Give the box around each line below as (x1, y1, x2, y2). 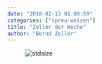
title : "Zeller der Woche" (7, 23, 87, 30)
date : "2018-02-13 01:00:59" (7, 10, 93, 18)
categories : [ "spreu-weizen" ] (7, 17, 96, 24)
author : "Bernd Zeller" (7, 30, 77, 37)
